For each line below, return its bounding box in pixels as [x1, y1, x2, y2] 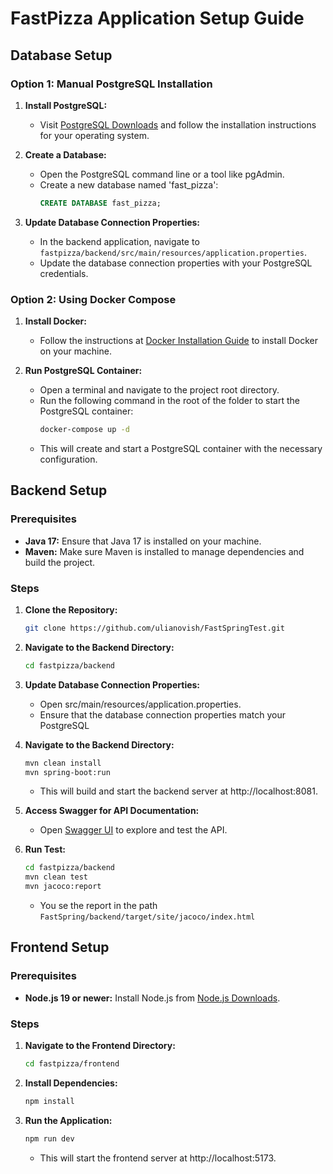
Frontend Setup [10, 939, 110, 956]
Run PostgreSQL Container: [24, 365, 143, 377]
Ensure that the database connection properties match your [39, 708, 286, 721]
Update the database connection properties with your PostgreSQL [39, 257, 313, 269]
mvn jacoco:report [24, 882, 102, 892]
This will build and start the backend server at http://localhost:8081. [39, 785, 318, 797]
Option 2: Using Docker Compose [10, 292, 177, 306]
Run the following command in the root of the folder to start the [39, 395, 300, 407]
